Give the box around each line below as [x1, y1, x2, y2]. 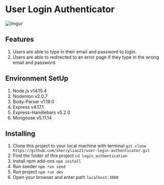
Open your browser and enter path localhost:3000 [12, 174, 119, 180]
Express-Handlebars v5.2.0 [12, 109, 70, 115]
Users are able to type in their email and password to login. [12, 48, 136, 54]
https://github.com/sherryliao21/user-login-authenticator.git [12, 148, 150, 153]
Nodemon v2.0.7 [12, 93, 48, 99]
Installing [5, 129, 36, 138]
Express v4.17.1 [12, 104, 44, 110]
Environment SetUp [5, 74, 69, 83]
